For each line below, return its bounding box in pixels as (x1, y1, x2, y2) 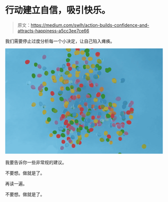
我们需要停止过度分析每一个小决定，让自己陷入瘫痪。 (5, 38, 115, 44)
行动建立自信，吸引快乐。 (5, 5, 111, 16)
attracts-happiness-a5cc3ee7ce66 (17, 28, 89, 34)
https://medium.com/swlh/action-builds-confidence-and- (30, 22, 149, 28)
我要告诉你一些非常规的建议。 (5, 159, 66, 165)
